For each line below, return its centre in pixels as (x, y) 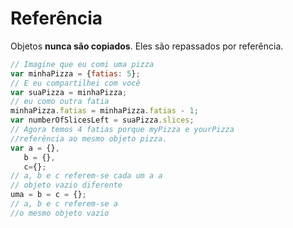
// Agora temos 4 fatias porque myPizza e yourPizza (122, 130)
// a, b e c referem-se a (64, 204)
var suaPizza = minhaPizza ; (69, 92)
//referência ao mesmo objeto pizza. (89, 138)
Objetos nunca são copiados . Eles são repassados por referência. (147, 46)
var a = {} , (35, 148)
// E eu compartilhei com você (75, 83)
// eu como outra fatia (60, 102)
